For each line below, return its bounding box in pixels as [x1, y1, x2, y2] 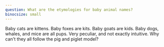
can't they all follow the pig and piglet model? [5, 36, 99, 42]
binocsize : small [5, 12, 41, 17]
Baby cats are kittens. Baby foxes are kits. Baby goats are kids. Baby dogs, [5, 25, 159, 31]
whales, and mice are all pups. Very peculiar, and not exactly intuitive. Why [5, 31, 159, 37]
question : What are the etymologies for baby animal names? [5, 7, 133, 12]
